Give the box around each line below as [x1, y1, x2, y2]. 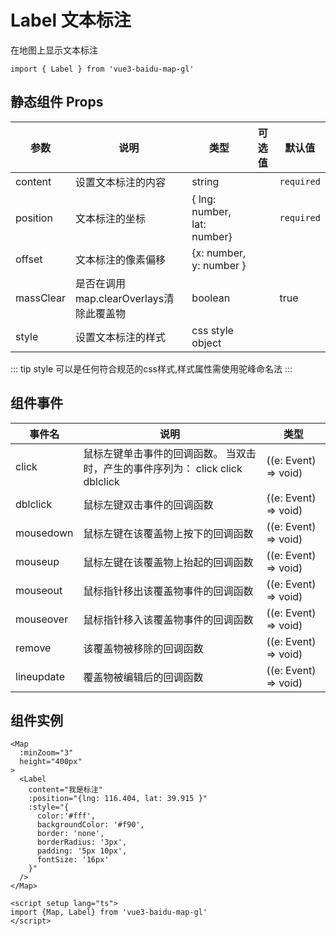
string [191, 174, 220, 188]
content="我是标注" [28, 785, 103, 795]
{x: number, [191, 246, 247, 260]
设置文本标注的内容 [74, 175, 166, 189]
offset [15, 252, 43, 266]
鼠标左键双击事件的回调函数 [83, 497, 214, 511]
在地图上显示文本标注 [10, 44, 98, 56]
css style [191, 323, 234, 337]
